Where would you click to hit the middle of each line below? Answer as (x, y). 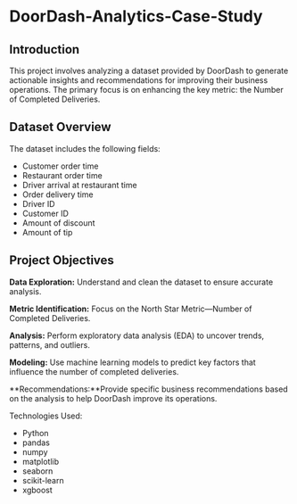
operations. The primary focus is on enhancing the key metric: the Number (146, 90)
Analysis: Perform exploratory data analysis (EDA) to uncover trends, (137, 335)
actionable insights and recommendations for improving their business (139, 80)
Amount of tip (47, 232)
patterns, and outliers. (50, 344)
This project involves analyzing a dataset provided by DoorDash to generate (149, 70)
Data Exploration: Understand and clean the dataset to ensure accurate (141, 282)
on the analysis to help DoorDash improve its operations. (113, 398)
